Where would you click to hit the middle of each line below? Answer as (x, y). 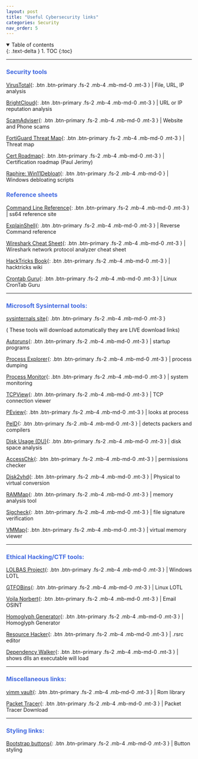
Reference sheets (32, 195)
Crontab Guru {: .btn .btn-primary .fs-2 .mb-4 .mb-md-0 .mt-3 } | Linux (92, 279)
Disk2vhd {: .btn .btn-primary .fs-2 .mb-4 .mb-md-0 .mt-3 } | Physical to (93, 477)
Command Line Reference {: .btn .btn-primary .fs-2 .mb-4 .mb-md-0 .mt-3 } (98, 208)
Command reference (31, 231)
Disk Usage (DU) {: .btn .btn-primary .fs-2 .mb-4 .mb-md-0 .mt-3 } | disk (94, 441)
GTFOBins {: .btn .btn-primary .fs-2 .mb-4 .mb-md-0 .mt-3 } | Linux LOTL (94, 587)
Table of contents (33, 45)
